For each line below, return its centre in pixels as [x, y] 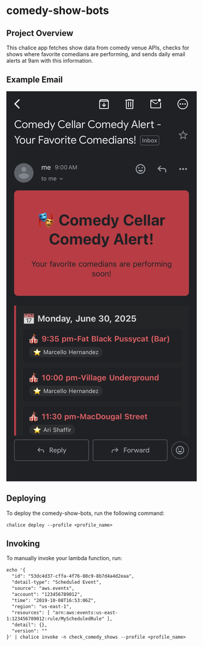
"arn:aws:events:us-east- [85, 613]
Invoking [23, 544]
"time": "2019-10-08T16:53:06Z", [54, 601]
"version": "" [29, 631]
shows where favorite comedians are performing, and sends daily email [96, 54]
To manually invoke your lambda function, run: [64, 558]
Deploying [26, 498]
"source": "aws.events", [43, 589]
